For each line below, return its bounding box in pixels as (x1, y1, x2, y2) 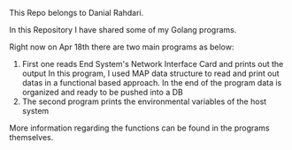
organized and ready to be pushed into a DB (21, 87, 183, 97)
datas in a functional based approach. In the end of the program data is (21, 78, 282, 87)
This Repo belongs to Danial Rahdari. (9, 8, 144, 18)
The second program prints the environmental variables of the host (21, 96, 267, 107)
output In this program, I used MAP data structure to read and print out (21, 68, 280, 79)
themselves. (9, 132, 54, 142)
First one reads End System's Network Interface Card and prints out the (21, 59, 284, 69)
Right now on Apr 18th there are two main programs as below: (9, 41, 234, 52)
